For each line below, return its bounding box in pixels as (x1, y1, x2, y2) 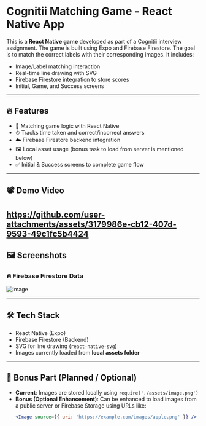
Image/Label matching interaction (15, 63, 101, 70)
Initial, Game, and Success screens (15, 82, 104, 90)
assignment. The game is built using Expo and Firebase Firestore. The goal (6, 44, 195, 52)
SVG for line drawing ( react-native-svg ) (15, 342, 117, 350)
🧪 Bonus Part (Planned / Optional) (6, 373, 137, 383)
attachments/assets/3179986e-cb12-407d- (6, 219, 177, 229)
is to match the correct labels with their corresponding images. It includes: (6, 50, 194, 58)
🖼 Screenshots (6, 250, 67, 261)
